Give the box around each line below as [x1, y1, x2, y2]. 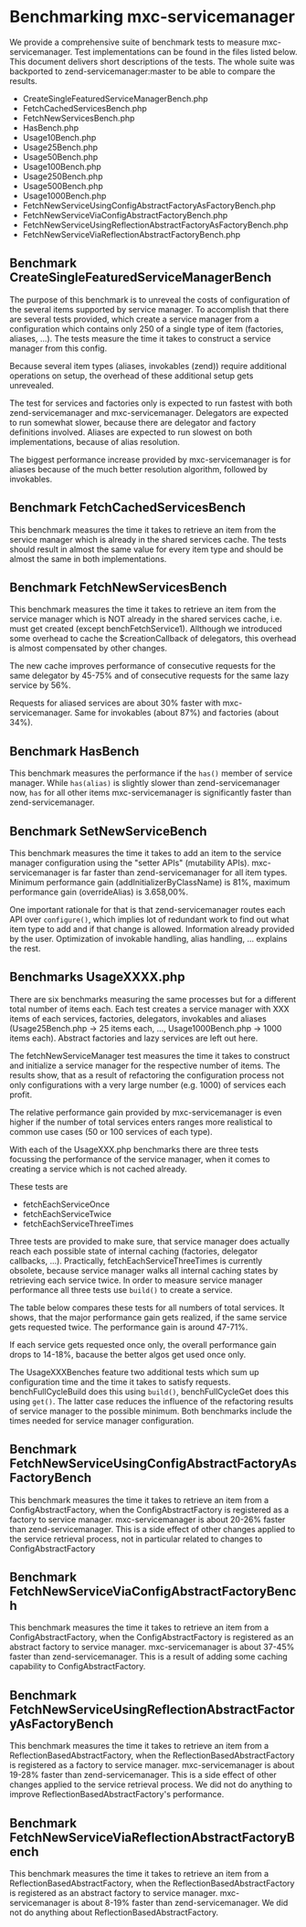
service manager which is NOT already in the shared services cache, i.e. [9, 614, 282, 625]
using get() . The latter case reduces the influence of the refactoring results [9, 1395, 294, 1406]
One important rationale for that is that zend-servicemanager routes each [9, 905, 286, 915]
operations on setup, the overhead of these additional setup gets [9, 370, 254, 381]
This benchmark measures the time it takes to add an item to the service [9, 848, 281, 858]
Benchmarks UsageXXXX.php [9, 969, 185, 985]
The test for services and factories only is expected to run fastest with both [9, 397, 293, 408]
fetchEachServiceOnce [22, 1199, 111, 1210]
